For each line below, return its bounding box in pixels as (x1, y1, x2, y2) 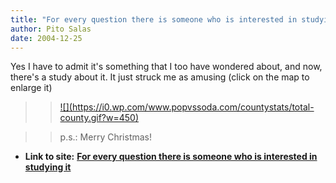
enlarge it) (10, 82, 53, 94)
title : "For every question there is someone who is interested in (10, 14, 298, 25)
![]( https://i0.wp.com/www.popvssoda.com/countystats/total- (59, 101, 315, 113)
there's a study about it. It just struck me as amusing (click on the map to (10, 71, 310, 83)
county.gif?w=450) (59, 112, 139, 124)
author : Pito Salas (10, 24, 92, 34)
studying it (24, 161, 72, 173)
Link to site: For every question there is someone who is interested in (24, 151, 318, 163)
